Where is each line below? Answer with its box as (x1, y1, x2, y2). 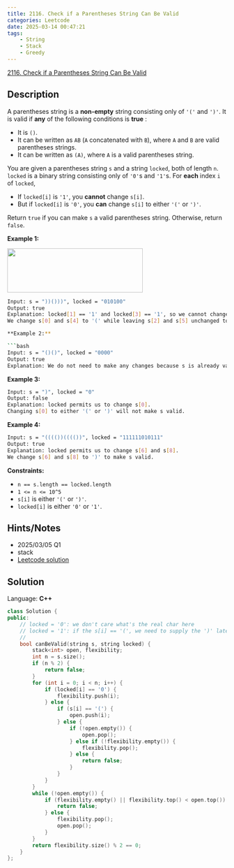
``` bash (7, 343, 30, 350)
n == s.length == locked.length (17, 481, 111, 488)
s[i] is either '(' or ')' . (17, 494, 87, 503)
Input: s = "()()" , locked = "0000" (7, 349, 114, 356)
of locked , (7, 179, 36, 187)
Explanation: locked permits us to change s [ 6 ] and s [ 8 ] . (7, 447, 179, 454)
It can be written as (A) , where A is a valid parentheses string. (17, 150, 194, 159)
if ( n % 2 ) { (32, 660, 70, 667)
